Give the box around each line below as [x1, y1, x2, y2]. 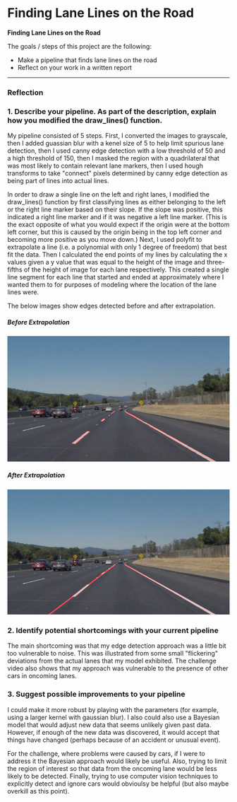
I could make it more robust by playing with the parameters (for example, [7, 705, 219, 714]
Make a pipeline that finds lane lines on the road [17, 55, 157, 64]
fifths [7, 265, 23, 274]
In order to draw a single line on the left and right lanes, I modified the [7, 190, 210, 199]
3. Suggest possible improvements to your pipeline [7, 690, 186, 699]
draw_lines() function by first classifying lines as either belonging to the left [7, 198, 226, 207]
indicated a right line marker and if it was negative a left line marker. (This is [7, 213, 227, 221]
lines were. [7, 288, 39, 296]
